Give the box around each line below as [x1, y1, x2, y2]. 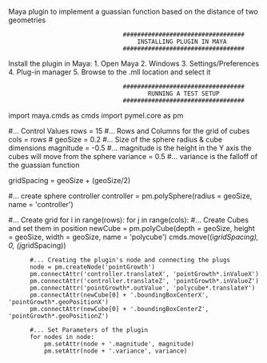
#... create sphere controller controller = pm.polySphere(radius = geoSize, [8, 191, 253, 201]
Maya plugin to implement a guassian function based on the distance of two [8, 7, 258, 16]
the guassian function [8, 160, 80, 170]
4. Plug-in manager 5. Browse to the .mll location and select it [8, 67, 211, 77]
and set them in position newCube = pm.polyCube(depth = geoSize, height [8, 224, 255, 233]
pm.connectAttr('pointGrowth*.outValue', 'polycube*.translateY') [29, 284, 256, 292]
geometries [8, 15, 46, 25]
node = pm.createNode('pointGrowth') [29, 263, 156, 271]
